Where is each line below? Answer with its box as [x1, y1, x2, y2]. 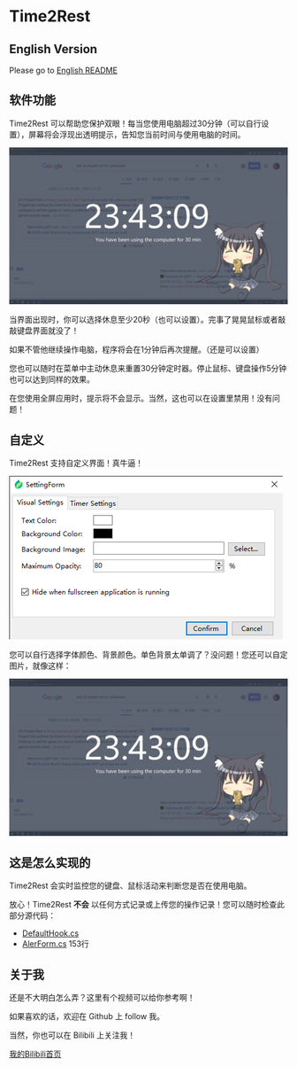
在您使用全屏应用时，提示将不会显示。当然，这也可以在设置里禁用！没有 [9, 393, 272, 404]
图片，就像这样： [9, 660, 72, 671]
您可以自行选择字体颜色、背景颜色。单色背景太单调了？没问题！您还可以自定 [9, 650, 288, 660]
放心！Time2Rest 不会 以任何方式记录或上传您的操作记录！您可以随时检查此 [9, 900, 286, 910]
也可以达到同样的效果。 [9, 374, 95, 385]
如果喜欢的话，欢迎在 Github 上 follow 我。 [9, 1011, 165, 1022]
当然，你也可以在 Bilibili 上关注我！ [9, 1030, 135, 1040]
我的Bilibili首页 [9, 1048, 62, 1060]
